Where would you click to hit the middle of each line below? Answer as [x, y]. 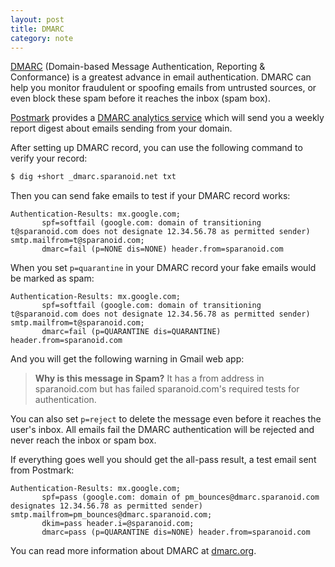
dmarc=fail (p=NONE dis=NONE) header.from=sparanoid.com [162, 249]
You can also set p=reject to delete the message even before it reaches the [166, 419]
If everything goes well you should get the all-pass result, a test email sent [163, 460]
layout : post [37, 19]
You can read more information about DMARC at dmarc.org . [133, 551]
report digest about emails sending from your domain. [121, 128]
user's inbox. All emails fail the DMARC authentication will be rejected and [162, 430]
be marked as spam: [52, 278]
